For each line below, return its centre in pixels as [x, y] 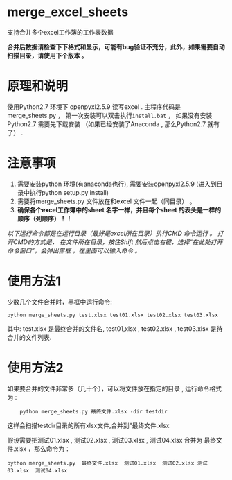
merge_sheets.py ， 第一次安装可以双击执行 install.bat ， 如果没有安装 [110, 115]
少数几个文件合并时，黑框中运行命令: [60, 302]
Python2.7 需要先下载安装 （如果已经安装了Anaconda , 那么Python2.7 [107, 124]
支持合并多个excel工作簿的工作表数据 [60, 32]
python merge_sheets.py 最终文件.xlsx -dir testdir [93, 411]
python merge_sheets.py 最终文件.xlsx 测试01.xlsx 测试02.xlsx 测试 [107, 463]
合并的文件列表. [29, 337]
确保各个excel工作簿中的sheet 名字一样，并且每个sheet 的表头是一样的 [119, 209]
